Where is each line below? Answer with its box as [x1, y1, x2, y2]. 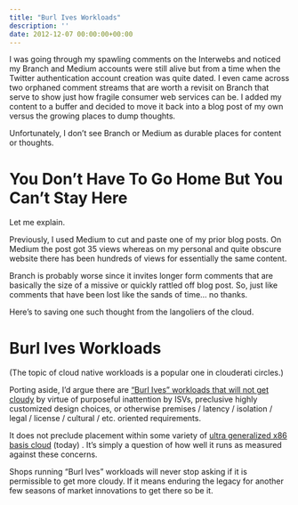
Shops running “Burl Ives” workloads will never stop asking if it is [9, 467, 247, 477]
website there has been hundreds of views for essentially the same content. [9, 253, 287, 264]
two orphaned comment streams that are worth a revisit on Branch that [9, 82, 270, 94]
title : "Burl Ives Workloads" [9, 12, 122, 22]
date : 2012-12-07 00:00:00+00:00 [9, 29, 133, 38]
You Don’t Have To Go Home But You [9, 168, 283, 189]
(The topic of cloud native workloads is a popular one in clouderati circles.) [9, 367, 285, 379]
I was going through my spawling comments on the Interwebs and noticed [9, 54, 281, 65]
